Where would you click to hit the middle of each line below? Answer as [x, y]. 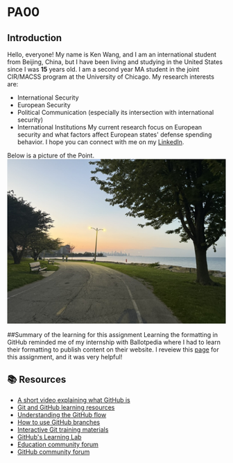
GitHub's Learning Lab [49, 437]
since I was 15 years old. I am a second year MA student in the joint [103, 69]
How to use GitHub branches [59, 422]
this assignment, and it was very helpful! [65, 357]
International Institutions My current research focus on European [110, 127]
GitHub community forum [53, 452]
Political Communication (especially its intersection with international [115, 112]
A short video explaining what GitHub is [74, 400]
